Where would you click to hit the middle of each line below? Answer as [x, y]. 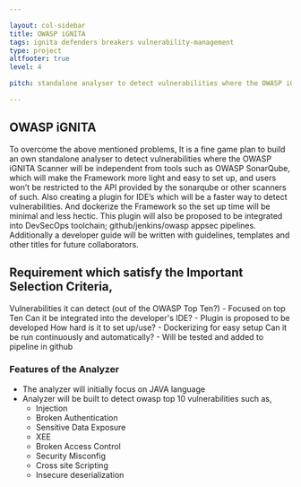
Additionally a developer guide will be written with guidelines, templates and [150, 235]
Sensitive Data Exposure [81, 427]
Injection [52, 408]
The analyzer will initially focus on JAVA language [114, 389]
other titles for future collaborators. [74, 244]
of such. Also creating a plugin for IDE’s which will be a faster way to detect [148, 196]
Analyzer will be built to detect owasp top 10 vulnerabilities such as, [147, 398]
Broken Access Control [78, 446]
